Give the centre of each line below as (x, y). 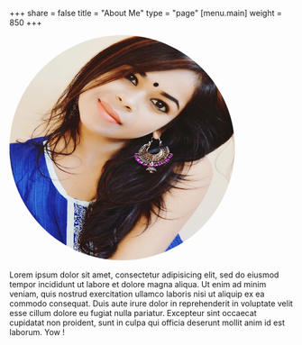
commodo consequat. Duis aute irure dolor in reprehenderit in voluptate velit (151, 304)
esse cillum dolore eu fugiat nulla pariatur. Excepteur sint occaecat (133, 313)
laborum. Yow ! (37, 332)
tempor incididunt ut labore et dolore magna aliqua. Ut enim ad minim (138, 284)
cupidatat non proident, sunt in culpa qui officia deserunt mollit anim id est (147, 322)
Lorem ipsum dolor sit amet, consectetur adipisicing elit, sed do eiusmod (144, 275)
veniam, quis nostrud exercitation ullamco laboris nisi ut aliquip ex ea (137, 294)
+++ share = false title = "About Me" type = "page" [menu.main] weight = (146, 13)
